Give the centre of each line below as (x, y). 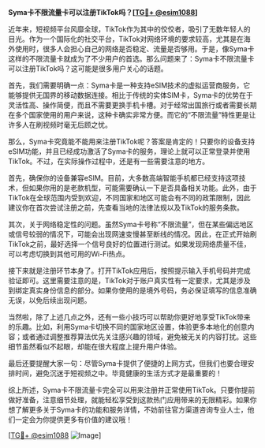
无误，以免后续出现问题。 (50, 300)
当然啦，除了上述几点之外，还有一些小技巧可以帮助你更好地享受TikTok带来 (129, 317)
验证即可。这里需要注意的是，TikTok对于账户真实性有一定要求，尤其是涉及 (129, 280)
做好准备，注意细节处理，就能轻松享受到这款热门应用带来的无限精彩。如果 (129, 400)
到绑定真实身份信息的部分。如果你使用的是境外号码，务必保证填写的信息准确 (132, 290)
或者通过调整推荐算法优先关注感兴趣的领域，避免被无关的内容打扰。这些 (139, 337)
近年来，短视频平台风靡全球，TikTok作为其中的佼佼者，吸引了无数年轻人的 (129, 29)
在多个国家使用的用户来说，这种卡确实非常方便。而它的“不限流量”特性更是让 (132, 115)
